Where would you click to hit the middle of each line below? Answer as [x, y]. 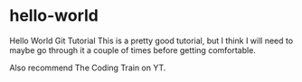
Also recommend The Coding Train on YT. [88, 68]
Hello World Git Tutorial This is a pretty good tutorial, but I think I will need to [151, 41]
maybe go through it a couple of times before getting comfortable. [132, 50]
